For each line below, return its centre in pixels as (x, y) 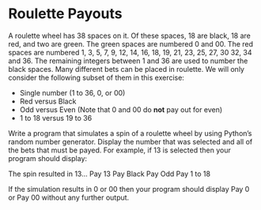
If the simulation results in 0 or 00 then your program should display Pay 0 (129, 189)
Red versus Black (48, 101)
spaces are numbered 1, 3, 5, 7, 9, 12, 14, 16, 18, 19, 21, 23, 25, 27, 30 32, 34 (130, 52)
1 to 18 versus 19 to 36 (56, 118)
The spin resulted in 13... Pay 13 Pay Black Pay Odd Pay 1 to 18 (110, 174)
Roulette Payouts (65, 14)
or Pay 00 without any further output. (69, 197)
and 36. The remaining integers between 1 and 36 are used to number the (128, 61)
